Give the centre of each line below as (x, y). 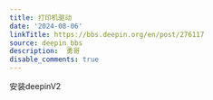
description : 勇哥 (45, 51)
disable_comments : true (54, 59)
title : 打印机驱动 (41, 18)
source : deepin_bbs (46, 43)
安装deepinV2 (35, 86)
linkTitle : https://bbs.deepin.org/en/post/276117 (107, 34)
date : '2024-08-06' (46, 26)
